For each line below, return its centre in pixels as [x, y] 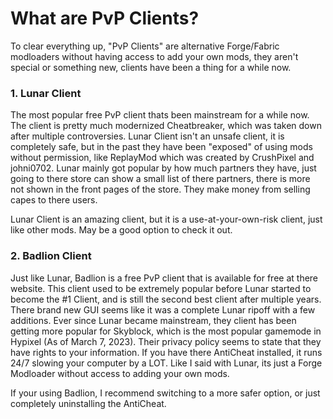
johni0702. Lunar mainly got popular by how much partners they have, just [163, 168]
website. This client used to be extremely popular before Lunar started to [161, 288]
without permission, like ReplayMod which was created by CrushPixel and [162, 158]
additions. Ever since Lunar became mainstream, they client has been [153, 320]
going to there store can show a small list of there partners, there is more [160, 179]
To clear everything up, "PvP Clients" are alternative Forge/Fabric [145, 46]
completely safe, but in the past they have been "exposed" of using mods [161, 147]
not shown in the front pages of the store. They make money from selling [160, 189]
